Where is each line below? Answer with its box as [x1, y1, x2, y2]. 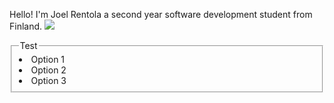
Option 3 [30, 74, 67, 86]
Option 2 [30, 64, 67, 76]
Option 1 [30, 53, 66, 65]
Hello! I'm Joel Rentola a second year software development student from [9, 9, 313, 20]
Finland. [9, 20, 43, 32]
